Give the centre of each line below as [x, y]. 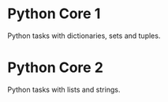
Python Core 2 [56, 68]
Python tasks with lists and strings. [64, 89]
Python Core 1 [54, 14]
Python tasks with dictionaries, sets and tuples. [84, 36]
